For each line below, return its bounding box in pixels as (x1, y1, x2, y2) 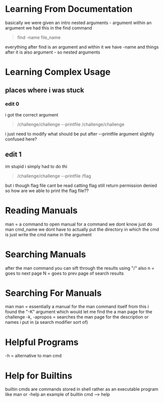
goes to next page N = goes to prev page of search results (5, 270, 124, 276)
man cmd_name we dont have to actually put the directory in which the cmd (5, 226, 159, 232)
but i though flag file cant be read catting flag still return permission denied (5, 182, 158, 188)
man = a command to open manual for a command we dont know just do (5, 221, 153, 227)
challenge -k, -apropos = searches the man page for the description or (5, 314, 149, 320)
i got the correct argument (5, 112, 59, 117)
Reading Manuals (5, 205, 78, 216)
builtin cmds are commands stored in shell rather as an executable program (5, 386, 159, 392)
